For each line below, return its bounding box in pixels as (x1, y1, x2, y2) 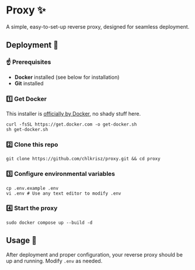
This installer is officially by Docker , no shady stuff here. (6, 110, 141, 117)
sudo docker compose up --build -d (6, 220, 93, 226)
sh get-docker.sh (6, 126, 48, 132)
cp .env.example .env (6, 185, 59, 191)
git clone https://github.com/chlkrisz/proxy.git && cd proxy (6, 156, 161, 162)
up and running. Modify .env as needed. (6, 257, 103, 264)
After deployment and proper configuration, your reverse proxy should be (6, 251, 183, 258)
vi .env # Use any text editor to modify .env (6, 191, 121, 196)
